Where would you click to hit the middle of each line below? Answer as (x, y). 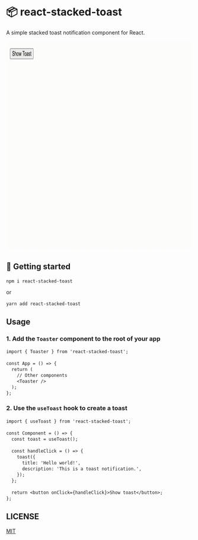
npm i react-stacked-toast (39, 281)
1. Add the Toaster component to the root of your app (84, 339)
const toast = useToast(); (45, 439)
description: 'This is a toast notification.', (82, 469)
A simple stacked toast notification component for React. (76, 32)
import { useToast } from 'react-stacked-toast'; (69, 421)
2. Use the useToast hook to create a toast (67, 408)
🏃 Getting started (39, 267)
